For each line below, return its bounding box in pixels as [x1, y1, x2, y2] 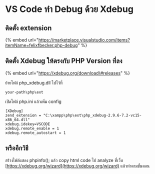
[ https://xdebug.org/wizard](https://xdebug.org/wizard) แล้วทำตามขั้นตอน [5, 162, 150, 168]
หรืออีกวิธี [5, 144, 29, 152]
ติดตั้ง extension [5, 23, 52, 32]
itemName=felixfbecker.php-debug [5, 42, 78, 48]
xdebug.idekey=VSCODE [5, 121, 50, 126]
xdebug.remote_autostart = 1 [5, 130, 66, 135]
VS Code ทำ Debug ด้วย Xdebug [5, 3, 134, 15]
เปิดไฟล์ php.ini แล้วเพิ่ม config [5, 98, 61, 104]
